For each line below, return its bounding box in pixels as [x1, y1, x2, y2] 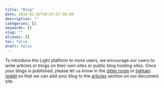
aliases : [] [5, 35, 30, 40]
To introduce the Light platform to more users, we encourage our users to [5, 57, 155, 63]
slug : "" [5, 30, 23, 35]
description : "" [5, 16, 39, 21]
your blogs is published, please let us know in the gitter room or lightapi [5, 67, 151, 74]
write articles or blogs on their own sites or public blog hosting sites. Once [5, 62, 157, 68]
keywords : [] [5, 26, 32, 30]
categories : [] [5, 21, 37, 26]
